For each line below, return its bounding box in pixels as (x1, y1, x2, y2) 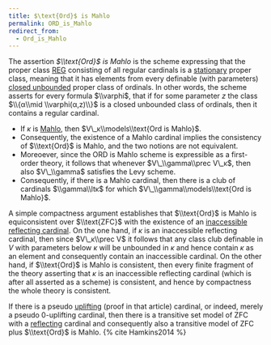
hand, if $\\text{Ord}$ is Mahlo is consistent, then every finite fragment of (8, 260, 254, 270)
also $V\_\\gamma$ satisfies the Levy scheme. (19, 167, 176, 177)
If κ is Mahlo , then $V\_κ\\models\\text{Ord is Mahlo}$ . (19, 124, 202, 134)
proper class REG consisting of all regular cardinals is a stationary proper (8, 66, 252, 75)
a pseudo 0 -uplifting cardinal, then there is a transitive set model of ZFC (8, 310, 248, 320)
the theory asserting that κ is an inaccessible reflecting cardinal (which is (8, 269, 252, 279)
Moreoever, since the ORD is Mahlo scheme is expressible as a (19, 150, 230, 160)
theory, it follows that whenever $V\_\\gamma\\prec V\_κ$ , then (40, 159, 252, 168)
